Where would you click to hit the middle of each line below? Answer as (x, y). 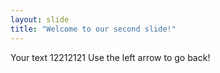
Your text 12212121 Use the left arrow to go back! (110, 57)
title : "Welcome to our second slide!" (93, 29)
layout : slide (40, 19)
